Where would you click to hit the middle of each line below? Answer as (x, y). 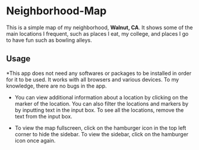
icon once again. (35, 140)
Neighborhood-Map (56, 11)
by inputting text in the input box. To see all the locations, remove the (99, 110)
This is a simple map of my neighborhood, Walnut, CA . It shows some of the (99, 27)
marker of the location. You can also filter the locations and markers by (102, 104)
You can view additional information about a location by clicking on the (101, 97)
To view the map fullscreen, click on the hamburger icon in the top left (100, 128)
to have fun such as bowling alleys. (49, 40)
